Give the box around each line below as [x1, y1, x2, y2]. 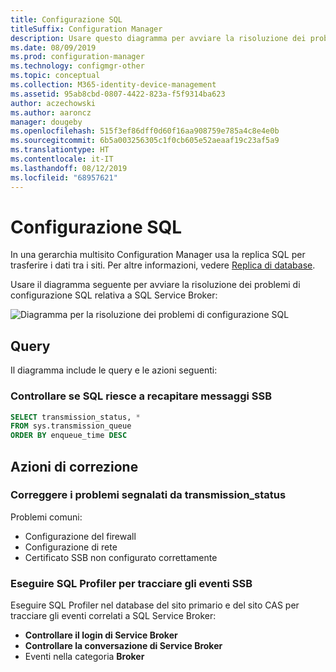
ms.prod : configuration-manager [10, 52, 145, 62]
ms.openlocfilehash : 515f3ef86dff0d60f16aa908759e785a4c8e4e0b [10, 126, 280, 136]
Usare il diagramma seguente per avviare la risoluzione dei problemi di [10, 279, 301, 291]
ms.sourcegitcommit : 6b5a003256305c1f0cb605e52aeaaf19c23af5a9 [10, 136, 280, 146]
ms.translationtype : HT [10, 145, 110, 155]
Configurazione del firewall [24, 530, 137, 542]
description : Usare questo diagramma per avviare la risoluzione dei [10, 33, 307, 43]
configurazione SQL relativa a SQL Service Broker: [10, 289, 218, 301]
